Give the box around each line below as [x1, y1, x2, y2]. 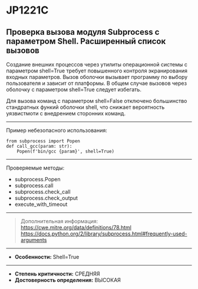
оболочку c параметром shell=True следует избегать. [6, 86, 141, 93]
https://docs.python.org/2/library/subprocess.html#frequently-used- [20, 230, 187, 237]
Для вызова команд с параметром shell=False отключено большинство [6, 98, 187, 104]
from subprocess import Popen [6, 138, 81, 144]
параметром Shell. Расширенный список [6, 36, 166, 46]
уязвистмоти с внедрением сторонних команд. [6, 110, 126, 117]
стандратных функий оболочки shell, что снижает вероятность [6, 104, 165, 111]
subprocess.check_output [14, 195, 78, 201]
